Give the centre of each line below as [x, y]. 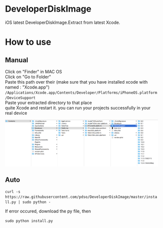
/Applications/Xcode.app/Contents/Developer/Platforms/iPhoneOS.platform [81, 93]
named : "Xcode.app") [27, 87]
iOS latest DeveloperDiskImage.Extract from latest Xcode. [63, 22]
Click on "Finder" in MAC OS [33, 71]
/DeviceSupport [20, 98]
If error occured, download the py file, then [48, 211]
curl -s [13, 192]
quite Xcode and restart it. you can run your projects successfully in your [78, 107]
